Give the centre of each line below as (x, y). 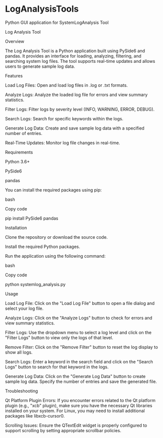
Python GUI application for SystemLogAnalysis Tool (57, 22)
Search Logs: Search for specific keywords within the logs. (64, 118)
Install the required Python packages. (43, 247)
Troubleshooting (21, 391)
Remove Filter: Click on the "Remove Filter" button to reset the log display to (81, 347)
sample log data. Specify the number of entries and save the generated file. (81, 381)
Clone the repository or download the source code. (57, 237)
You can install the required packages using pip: (53, 190)
